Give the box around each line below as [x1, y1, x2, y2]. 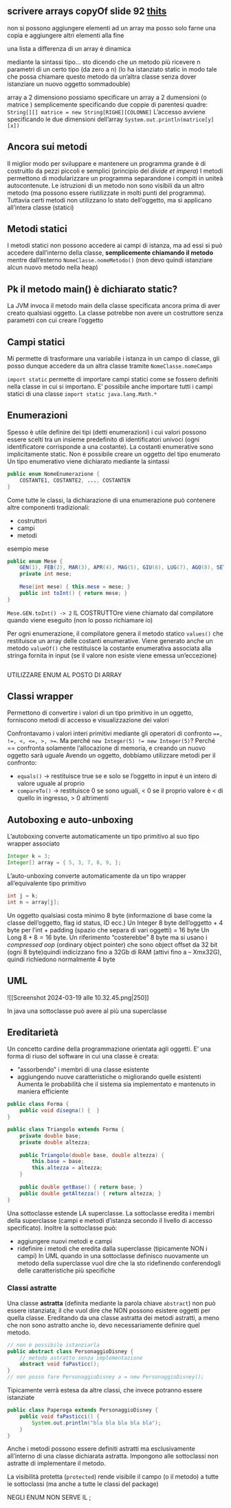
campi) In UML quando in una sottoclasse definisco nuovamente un [16, 1251, 208, 1259]
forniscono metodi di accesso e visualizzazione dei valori [7, 716, 170, 724]
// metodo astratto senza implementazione [19, 1354, 143, 1361]
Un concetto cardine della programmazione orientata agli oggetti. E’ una [7, 1045, 211, 1053]
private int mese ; [19, 571, 72, 578]
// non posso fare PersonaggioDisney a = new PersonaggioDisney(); [7, 1374, 205, 1381]
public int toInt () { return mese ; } [19, 589, 128, 596]
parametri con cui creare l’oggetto [7, 316, 104, 324]
